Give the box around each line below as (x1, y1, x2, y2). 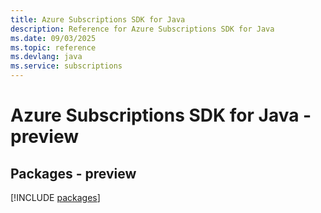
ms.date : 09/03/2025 (10, 33, 97, 43)
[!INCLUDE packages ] (10, 192, 101, 203)
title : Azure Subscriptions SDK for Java (10, 14, 186, 25)
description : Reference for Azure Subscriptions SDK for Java (10, 24, 275, 34)
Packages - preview (10, 165, 137, 182)
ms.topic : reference (10, 42, 97, 53)
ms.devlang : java (10, 52, 83, 62)
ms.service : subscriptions (10, 61, 123, 71)
